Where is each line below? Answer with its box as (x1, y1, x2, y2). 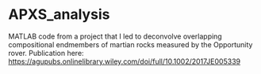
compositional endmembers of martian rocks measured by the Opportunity (8, 39, 253, 49)
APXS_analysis (8, 6, 110, 24)
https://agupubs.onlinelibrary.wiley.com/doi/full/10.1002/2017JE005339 (8, 57, 240, 66)
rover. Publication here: (8, 48, 85, 57)
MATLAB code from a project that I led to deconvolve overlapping (8, 31, 222, 41)
